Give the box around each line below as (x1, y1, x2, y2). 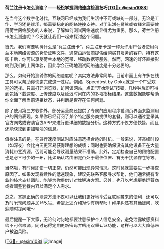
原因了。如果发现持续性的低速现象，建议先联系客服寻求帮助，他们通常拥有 (5, 171, 155, 177)
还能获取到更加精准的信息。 (5, 126, 61, 132)
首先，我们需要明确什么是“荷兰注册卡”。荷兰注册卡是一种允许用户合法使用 (5, 44, 155, 49)
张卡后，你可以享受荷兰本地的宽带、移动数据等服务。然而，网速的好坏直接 (5, 56, 155, 62)
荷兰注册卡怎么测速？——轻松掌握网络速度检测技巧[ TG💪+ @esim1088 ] (5, 5, 148, 10)
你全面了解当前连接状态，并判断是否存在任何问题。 (5, 97, 108, 103)
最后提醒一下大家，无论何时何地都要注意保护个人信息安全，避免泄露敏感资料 (5, 216, 159, 222)
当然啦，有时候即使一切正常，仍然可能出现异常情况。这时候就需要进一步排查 (5, 165, 159, 171)
